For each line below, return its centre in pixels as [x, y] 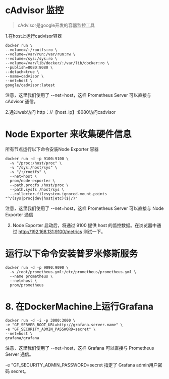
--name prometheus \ [31, 276]
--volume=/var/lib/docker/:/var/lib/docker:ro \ [57, 63]
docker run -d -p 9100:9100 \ [37, 159]
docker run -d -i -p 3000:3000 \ [40, 320]
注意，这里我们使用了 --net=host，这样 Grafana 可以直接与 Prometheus [80, 348]
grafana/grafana [22, 338]
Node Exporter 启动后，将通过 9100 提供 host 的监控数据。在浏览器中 [85, 225]
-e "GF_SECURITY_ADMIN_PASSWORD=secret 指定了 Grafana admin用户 [81, 365]
